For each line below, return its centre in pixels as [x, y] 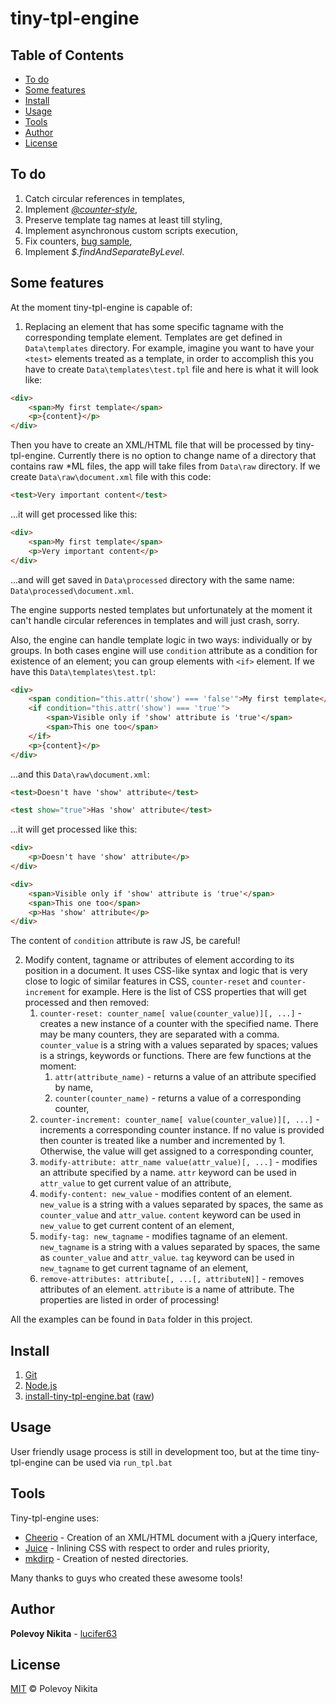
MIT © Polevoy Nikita [54, 1689]
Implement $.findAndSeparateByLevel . [104, 251]
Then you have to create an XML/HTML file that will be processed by [152, 445]
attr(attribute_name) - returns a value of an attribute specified [185, 1077]
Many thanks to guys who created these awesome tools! [126, 1578]
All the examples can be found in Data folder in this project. [131, 1319]
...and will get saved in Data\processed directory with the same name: [152, 579]
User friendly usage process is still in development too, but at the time [155, 1451]
